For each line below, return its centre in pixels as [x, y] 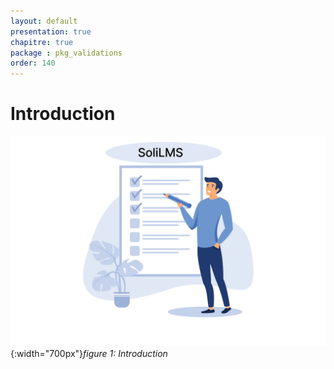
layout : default [44, 21]
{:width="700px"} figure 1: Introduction [89, 353]
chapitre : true [42, 42]
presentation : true [51, 31]
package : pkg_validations [66, 53]
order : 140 [33, 63]
